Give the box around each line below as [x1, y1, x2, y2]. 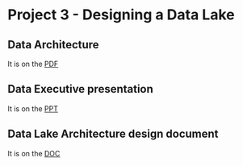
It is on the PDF [7, 59, 59, 68]
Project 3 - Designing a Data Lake [7, 6, 235, 24]
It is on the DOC [7, 148, 61, 158]
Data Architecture [7, 38, 99, 52]
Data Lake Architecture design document [7, 127, 219, 141]
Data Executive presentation [7, 82, 154, 96]
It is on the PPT [7, 103, 58, 114]
